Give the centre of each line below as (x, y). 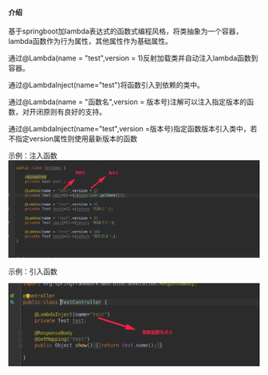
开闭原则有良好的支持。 (67, 112)
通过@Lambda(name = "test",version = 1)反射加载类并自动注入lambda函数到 (133, 58)
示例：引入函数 (33, 271)
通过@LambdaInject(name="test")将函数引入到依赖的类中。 (106, 85)
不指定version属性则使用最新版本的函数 (73, 139)
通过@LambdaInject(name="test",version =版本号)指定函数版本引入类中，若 (133, 129)
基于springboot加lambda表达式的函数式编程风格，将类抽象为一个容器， (126, 31)
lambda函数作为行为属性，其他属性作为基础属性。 (91, 41)
